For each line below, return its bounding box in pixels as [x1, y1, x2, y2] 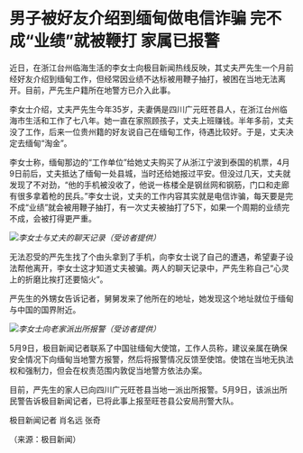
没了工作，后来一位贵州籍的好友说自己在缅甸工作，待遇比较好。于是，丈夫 [9, 126, 286, 137]
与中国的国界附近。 [9, 304, 81, 315]
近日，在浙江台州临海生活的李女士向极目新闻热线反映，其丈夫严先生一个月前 [9, 62, 294, 73]
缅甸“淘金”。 [24, 137, 72, 149]
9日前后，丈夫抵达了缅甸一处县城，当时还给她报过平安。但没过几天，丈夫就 [9, 168, 291, 178]
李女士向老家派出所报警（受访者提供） [18, 323, 161, 334]
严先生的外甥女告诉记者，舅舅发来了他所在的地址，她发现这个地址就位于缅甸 [9, 293, 294, 304]
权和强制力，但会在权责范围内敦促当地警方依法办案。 [9, 365, 207, 376]
